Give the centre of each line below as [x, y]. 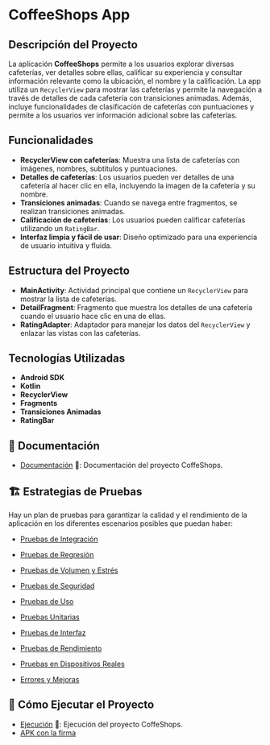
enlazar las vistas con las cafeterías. [80, 333]
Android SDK [42, 378]
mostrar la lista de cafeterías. [68, 299]
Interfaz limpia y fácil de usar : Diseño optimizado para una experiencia [139, 237]
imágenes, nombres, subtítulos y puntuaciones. [99, 168]
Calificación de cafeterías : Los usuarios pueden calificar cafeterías [133, 220]
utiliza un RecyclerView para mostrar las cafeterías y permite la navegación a [135, 89]
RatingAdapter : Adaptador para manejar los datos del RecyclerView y [135, 325]
